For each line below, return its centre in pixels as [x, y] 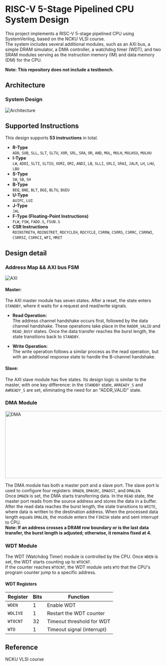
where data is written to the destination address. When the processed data [82, 512]
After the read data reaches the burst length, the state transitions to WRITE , [81, 506]
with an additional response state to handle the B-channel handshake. [84, 357]
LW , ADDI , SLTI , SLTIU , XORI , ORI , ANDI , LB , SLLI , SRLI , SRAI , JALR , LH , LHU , [84, 163]
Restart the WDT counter [76, 613]
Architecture [25, 85]
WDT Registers [21, 584]
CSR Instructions [30, 227]
